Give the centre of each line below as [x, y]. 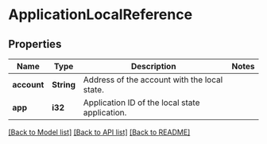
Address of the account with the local [153, 80]
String [64, 85]
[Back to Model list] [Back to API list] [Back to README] [99, 132]
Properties [35, 44]
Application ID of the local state [141, 103]
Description [153, 66]
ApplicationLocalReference [101, 15]
